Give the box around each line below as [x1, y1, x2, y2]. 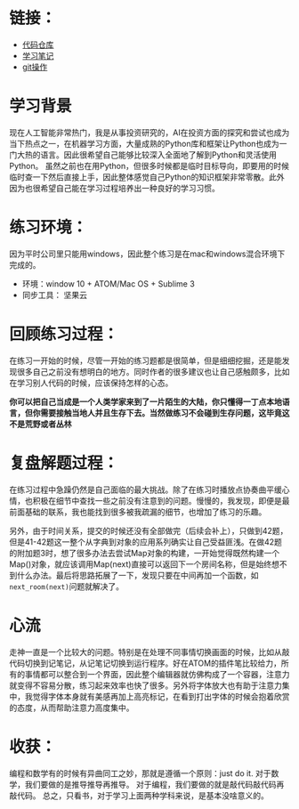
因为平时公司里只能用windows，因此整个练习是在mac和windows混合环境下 [9, 248, 286, 259]
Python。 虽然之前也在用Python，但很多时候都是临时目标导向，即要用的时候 [9, 160, 290, 171]
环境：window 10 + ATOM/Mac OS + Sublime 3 [21, 278, 196, 289]
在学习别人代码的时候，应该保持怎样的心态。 [9, 377, 174, 388]
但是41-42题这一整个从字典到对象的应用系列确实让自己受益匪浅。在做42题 [9, 536, 283, 547]
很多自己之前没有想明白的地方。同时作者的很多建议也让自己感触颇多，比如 [16, 366, 290, 376]
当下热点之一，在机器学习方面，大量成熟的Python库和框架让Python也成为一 [9, 138, 287, 149]
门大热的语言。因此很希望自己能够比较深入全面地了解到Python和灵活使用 [9, 149, 278, 160]
